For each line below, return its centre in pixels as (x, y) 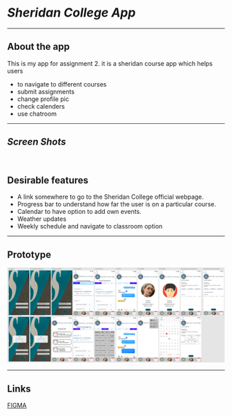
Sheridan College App (71, 13)
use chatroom (37, 114)
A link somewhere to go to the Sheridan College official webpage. (110, 197)
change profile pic (43, 99)
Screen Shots (37, 142)
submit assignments (46, 91)
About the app (39, 47)
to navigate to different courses (62, 84)
